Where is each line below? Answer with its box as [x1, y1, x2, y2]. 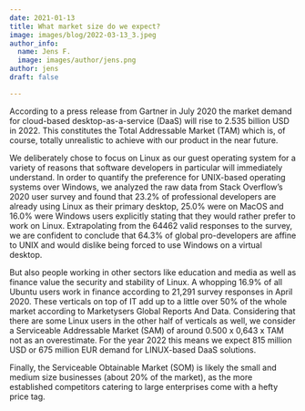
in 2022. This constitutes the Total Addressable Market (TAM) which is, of [9, 125, 286, 136]
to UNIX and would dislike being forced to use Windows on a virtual [9, 239, 262, 251]
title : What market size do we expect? [9, 22, 161, 31]
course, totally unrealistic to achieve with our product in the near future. [9, 134, 279, 146]
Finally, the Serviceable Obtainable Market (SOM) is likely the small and [9, 362, 278, 373]
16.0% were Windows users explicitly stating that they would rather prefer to [9, 211, 296, 221]
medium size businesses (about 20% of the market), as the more [9, 371, 253, 383]
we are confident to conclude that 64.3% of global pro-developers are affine [9, 230, 297, 241]
